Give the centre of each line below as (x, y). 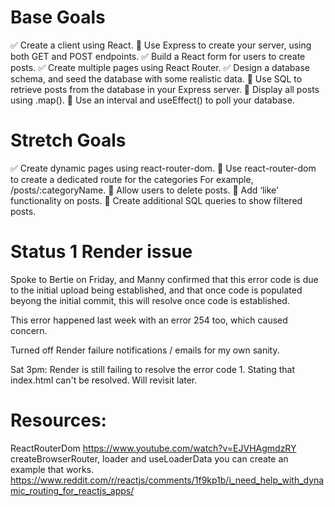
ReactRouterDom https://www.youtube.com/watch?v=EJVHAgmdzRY (153, 448)
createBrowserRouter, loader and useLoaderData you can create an (149, 458)
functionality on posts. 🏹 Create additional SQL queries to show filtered (156, 200)
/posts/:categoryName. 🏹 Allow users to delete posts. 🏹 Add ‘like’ (144, 190)
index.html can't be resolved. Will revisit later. (104, 380)
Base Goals (58, 17)
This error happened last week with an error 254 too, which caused (149, 320)
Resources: (58, 420)
